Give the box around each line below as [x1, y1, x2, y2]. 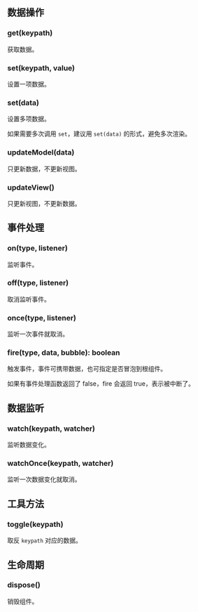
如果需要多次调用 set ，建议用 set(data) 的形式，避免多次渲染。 [7, 129, 191, 138]
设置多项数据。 [7, 115, 50, 123]
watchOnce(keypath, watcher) [7, 459, 114, 469]
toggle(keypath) [7, 519, 64, 529]
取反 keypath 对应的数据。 [7, 536, 82, 545]
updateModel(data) [7, 148, 75, 157]
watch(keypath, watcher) [7, 424, 96, 434]
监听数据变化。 [7, 441, 50, 449]
